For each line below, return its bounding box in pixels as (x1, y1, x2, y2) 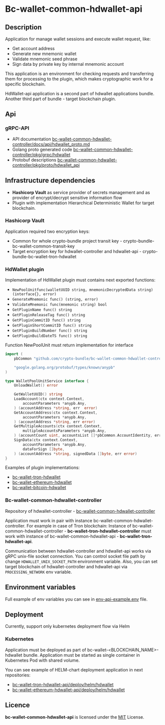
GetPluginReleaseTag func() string (12, 313, 85, 318)
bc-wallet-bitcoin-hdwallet (12, 485, 66, 491)
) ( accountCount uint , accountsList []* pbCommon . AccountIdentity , (14, 433, 153, 438)
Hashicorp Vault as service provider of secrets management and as (12, 189, 150, 195)
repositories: (5, 672, 31, 678)
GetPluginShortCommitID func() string (12, 323, 92, 328)
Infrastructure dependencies (5, 176, 96, 185)
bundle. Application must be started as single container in (23, 652, 140, 658)
